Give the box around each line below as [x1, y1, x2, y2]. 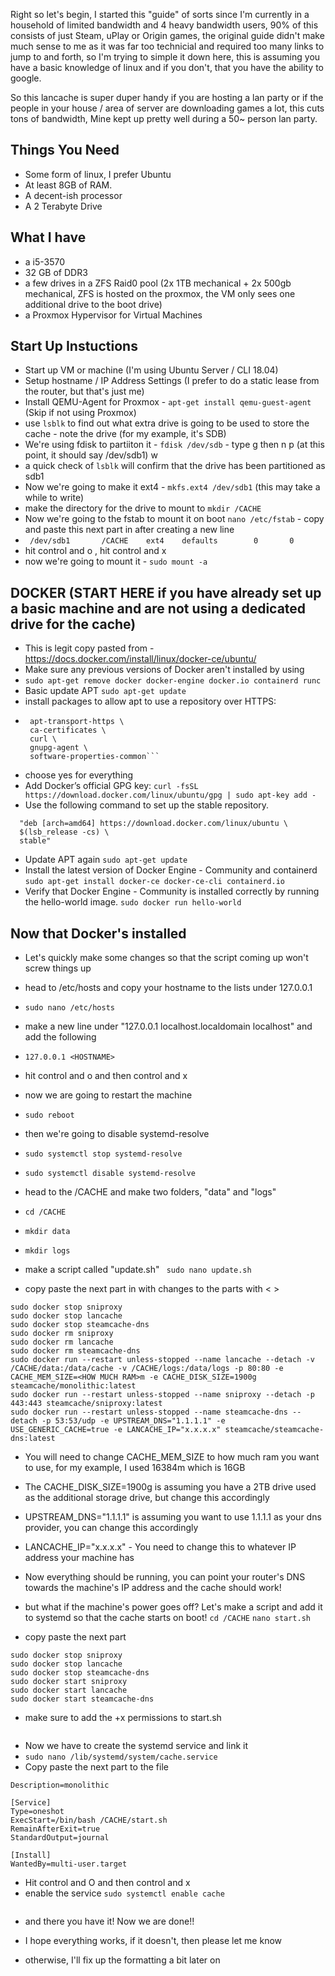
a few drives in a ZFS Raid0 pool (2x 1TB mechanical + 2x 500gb [24, 277, 292, 289]
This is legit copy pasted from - [24, 642, 155, 654]
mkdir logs [24, 1246, 71, 1256]
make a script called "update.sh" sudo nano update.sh [24, 1264, 252, 1276]
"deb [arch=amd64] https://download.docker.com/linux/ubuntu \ [19, 819, 288, 829]
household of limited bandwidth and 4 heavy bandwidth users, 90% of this [10, 19, 319, 31]
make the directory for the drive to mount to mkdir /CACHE [24, 502, 262, 514]
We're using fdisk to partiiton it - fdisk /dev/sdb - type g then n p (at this [24, 439, 325, 451]
